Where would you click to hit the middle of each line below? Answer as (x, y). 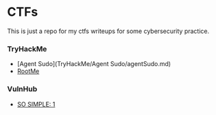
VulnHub (22, 89)
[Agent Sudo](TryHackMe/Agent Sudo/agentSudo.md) (94, 64)
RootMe (28, 71)
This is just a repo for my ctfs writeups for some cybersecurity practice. (108, 31)
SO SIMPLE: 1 (36, 104)
